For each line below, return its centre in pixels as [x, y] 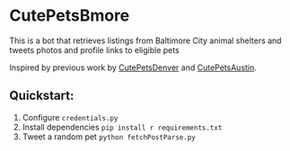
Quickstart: [42, 96]
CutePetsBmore [70, 16]
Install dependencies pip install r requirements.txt [122, 127]
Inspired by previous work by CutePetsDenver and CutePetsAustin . [133, 67]
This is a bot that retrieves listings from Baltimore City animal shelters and [145, 40]
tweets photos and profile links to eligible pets [94, 49]
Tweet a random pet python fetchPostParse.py [109, 137]
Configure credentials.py [70, 117]
